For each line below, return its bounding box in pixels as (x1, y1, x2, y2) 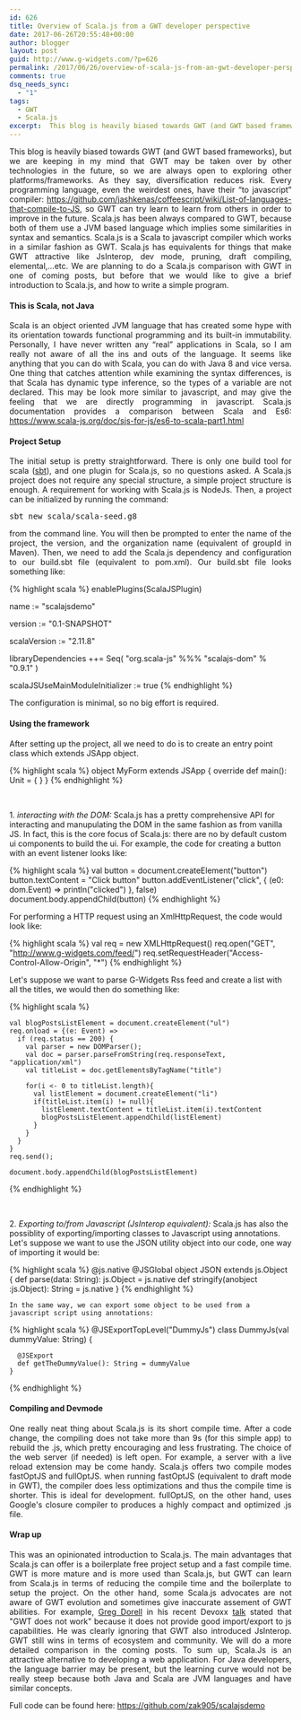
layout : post (9, 47, 58, 56)
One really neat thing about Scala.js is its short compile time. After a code (9, 1423, 292, 1434)
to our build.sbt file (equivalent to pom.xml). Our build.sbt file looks (9, 557, 292, 568)
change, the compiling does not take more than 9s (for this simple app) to (9, 1432, 292, 1443)
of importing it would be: (9, 1246, 100, 1257)
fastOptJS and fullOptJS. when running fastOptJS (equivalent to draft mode (9, 1471, 292, 1481)
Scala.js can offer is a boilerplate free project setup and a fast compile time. (9, 1558, 292, 1570)
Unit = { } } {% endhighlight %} (9, 774, 124, 785)
